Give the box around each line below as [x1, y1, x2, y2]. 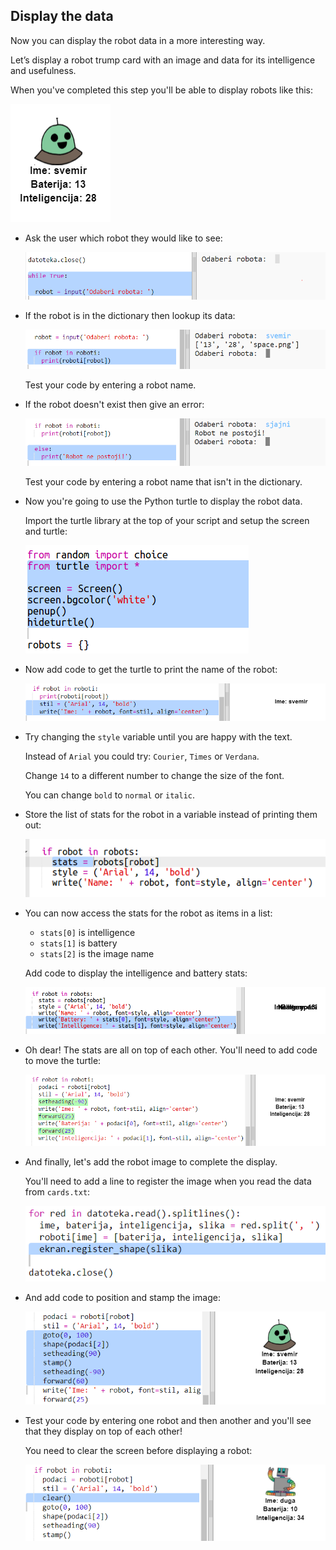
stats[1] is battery [39, 937, 118, 949]
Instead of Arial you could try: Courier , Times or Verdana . [24, 750, 260, 763]
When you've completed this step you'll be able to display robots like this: [10, 84, 314, 96]
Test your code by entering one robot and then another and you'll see [24, 1415, 312, 1427]
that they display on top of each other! [24, 1425, 183, 1438]
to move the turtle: [24, 1055, 102, 1067]
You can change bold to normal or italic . [24, 789, 195, 801]
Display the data [10, 8, 114, 25]
